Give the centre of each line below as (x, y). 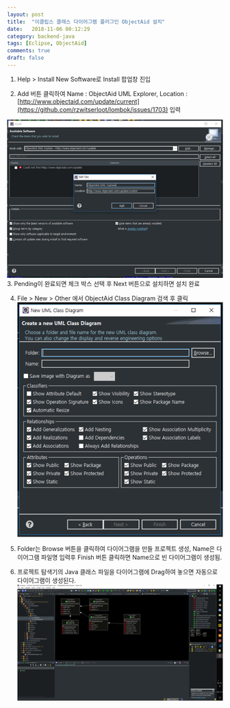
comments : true (29, 51)
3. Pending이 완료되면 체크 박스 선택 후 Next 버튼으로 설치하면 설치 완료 (103, 284)
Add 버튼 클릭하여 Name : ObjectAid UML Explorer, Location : (102, 93)
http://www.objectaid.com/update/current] (79, 101)
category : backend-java (41, 36)
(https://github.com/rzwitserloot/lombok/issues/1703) (92, 109)
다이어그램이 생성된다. (47, 580)
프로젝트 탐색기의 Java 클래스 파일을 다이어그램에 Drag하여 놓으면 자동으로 (117, 572)
